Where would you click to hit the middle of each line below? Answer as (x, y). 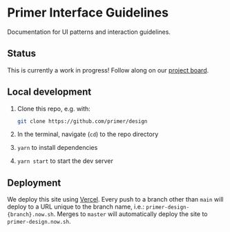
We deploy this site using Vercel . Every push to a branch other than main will (115, 200)
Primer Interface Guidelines (88, 13)
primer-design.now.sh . (39, 222)
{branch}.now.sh (30, 215)
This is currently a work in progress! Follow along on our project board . (108, 70)
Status (22, 54)
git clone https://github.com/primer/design (82, 121)
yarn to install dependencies (57, 148)
